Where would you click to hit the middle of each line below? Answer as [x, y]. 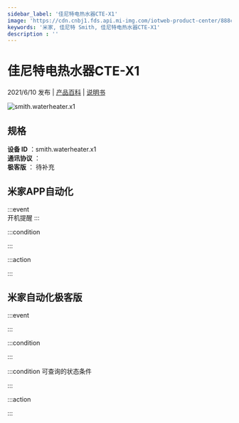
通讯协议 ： [24, 158]
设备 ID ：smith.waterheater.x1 [52, 149]
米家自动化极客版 [45, 297]
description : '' [33, 34]
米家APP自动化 [40, 192]
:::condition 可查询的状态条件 [50, 371]
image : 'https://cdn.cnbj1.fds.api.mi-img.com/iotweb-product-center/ [114, 21]
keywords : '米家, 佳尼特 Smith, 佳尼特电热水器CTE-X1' [84, 27]
